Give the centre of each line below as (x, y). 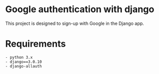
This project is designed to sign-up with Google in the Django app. (75, 23)
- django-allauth (24, 66)
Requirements (36, 44)
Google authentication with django (80, 9)
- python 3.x (19, 57)
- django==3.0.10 (24, 62)
